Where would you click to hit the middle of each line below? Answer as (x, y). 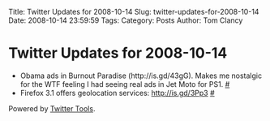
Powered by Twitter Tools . (52, 108)
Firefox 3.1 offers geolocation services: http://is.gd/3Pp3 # (117, 93)
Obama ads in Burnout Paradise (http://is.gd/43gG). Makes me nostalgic (141, 76)
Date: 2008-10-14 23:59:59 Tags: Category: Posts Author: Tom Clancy (126, 20)
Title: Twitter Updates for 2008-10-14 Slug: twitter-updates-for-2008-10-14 (134, 12)
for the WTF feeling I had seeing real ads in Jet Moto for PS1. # (125, 84)
